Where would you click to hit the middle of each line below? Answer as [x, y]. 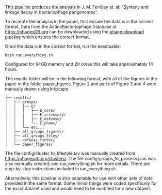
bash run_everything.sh [29, 55]
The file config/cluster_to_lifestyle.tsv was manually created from [70, 153]
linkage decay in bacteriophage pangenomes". [52, 12]
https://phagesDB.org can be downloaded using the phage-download [74, 32]
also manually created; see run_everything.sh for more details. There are [78, 164]
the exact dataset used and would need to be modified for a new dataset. [78, 188]
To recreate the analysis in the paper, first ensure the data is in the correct [79, 22]
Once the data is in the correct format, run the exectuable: [63, 46]
